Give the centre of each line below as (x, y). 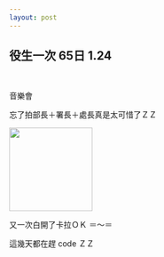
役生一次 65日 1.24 (61, 56)
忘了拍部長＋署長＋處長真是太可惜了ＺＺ (83, 115)
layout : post (33, 17)
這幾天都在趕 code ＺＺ (52, 244)
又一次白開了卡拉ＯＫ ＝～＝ (61, 225)
